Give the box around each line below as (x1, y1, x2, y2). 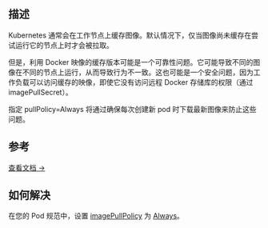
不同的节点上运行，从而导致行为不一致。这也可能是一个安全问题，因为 (22, 67, 254, 77)
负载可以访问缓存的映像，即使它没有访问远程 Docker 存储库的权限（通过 (14, 77, 254, 86)
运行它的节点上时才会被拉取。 (14, 40, 114, 50)
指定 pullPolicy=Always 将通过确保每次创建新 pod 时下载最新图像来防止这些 (8, 104, 257, 114)
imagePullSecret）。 (8, 87, 74, 97)
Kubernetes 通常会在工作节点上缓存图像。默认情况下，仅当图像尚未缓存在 (8, 30, 252, 40)
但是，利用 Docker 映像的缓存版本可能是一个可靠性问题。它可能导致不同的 (8, 57, 254, 66)
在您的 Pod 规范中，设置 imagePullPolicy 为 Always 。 (8, 211, 184, 221)
